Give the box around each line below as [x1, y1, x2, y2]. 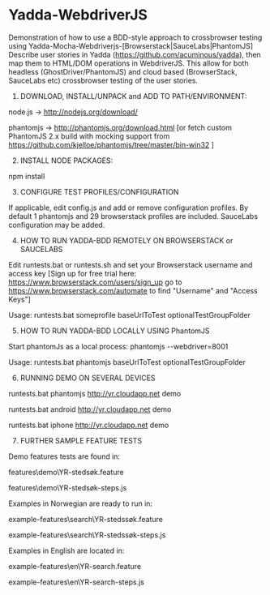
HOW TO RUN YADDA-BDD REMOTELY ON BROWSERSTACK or [19, 235, 234, 245]
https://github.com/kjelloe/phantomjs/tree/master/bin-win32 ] [8, 139, 215, 149]
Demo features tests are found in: [8, 452, 120, 461]
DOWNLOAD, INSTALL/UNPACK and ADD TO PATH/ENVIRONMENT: [19, 91, 247, 101]
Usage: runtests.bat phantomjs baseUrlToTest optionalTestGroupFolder [8, 357, 246, 366]
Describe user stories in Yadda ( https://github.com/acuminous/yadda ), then [8, 49, 261, 59]
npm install [8, 171, 45, 181]
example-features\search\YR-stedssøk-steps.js [8, 529, 166, 540]
